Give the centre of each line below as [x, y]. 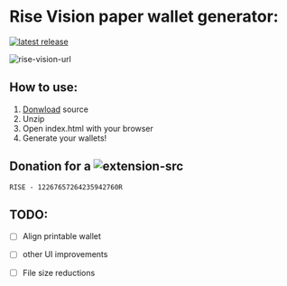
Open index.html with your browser [88, 128]
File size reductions [59, 272]
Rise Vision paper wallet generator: [144, 17]
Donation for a [51, 166]
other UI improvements [65, 254]
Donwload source [55, 109]
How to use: [44, 88]
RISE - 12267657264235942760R [66, 187]
